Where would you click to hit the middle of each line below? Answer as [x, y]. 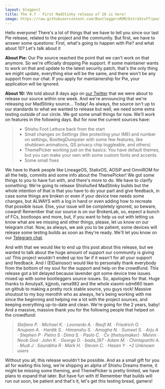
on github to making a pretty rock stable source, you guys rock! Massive [78, 289]
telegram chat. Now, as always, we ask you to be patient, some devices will [81, 227]
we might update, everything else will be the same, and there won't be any [81, 74]
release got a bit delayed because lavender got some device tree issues [78, 274]
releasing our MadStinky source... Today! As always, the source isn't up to [80, 104]
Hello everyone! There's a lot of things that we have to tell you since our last [82, 33]
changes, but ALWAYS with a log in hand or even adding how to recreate [79, 201]
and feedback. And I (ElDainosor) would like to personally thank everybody [81, 263]
